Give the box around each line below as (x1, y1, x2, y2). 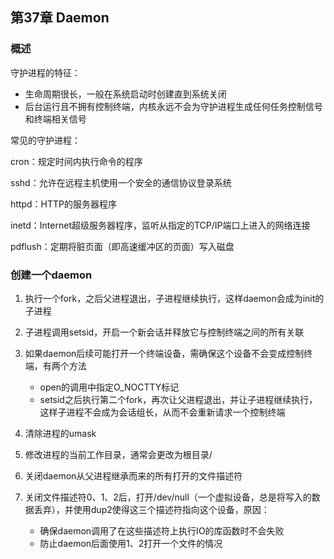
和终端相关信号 (24, 113, 87, 125)
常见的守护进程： (10, 134, 81, 146)
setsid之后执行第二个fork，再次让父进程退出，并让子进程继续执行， (39, 393, 318, 405)
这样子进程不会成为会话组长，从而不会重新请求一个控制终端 (39, 406, 286, 418)
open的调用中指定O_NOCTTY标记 (39, 381, 180, 393)
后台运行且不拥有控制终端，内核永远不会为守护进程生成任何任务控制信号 (24, 100, 323, 112)
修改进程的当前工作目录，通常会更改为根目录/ (24, 448, 213, 460)
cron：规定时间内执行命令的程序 (10, 155, 143, 167)
